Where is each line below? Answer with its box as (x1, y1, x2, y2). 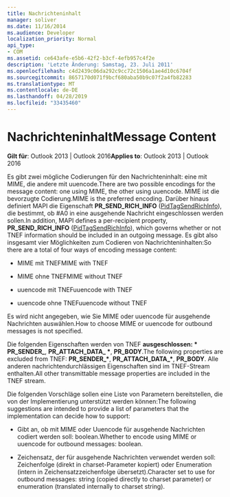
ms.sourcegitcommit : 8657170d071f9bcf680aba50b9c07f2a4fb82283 (7, 74, 192, 81)
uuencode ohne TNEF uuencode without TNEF (16, 298, 148, 307)
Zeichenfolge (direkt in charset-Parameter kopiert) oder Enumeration (16, 460, 212, 468)
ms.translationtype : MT (7, 80, 76, 87)
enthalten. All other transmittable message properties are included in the (7, 369, 211, 377)
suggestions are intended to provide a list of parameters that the (7, 404, 189, 412)
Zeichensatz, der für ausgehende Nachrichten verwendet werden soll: (16, 453, 216, 461)
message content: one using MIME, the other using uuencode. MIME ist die (7, 187, 220, 195)
